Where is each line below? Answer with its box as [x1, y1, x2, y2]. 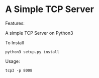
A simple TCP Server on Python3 [5, 30, 73, 36]
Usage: [5, 58, 20, 64]
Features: [5, 20, 25, 26]
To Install [5, 39, 24, 46]
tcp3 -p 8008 [5, 68, 33, 73]
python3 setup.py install [5, 49, 59, 54]
